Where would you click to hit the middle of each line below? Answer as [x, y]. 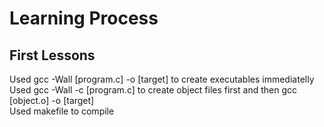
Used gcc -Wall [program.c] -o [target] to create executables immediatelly [162, 79]
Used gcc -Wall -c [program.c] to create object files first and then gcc [153, 90]
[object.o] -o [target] [52, 100]
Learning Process [84, 18]
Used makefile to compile [62, 111]
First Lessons [52, 55]
